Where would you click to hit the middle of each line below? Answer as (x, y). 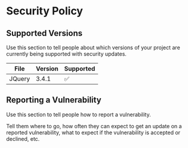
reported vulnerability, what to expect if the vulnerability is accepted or (93, 132)
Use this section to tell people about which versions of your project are (93, 47)
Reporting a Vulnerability (54, 100)
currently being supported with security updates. (67, 54)
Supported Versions (44, 33)
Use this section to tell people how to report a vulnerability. (78, 114)
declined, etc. (23, 138)
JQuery (20, 79)
